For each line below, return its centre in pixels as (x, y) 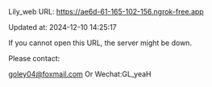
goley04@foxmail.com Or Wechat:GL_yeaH (80, 74)
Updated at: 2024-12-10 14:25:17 (62, 27)
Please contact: (34, 58)
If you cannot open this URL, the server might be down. (100, 43)
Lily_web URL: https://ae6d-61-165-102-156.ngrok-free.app (106, 12)
